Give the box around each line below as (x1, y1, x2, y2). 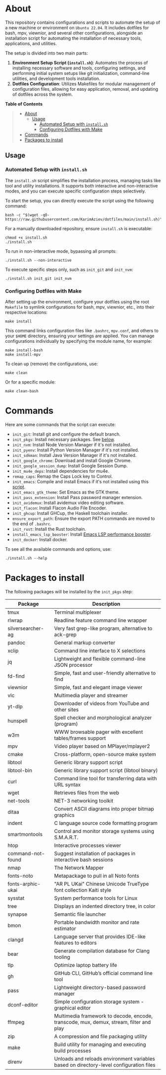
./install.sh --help (5, 556, 48, 561)
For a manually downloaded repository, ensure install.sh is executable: (5, 225, 153, 231)
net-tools (7, 797, 30, 804)
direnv (7, 1058, 22, 1065)
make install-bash (5, 348, 43, 353)
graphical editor (54, 1004, 91, 1011)
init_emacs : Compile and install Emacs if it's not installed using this (12, 478, 149, 484)
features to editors (54, 939, 97, 946)
